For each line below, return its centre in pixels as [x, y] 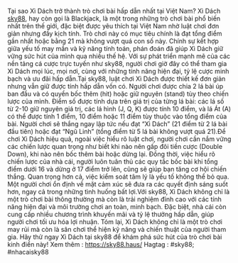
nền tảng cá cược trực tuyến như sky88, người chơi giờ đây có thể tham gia [117, 63]
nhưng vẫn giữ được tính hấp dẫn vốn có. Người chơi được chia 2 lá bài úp [115, 86]
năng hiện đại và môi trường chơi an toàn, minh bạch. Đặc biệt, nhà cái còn [117, 207]
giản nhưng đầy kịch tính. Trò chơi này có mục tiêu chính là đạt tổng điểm [115, 33]
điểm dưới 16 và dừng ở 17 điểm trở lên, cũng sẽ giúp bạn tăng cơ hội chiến [117, 169]
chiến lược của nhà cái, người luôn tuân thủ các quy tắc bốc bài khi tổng [113, 162]
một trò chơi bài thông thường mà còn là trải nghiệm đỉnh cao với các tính [114, 199]
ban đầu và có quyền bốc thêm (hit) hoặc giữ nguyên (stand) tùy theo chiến [118, 94]
